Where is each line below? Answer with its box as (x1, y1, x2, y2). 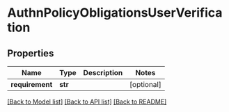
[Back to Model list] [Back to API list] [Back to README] (7, 97, 167, 106)
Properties (7, 47, 54, 59)
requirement (10, 80, 53, 89)
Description (83, 68, 123, 77)
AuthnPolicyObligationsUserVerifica (7, 5, 223, 21)
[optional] (129, 80, 161, 89)
